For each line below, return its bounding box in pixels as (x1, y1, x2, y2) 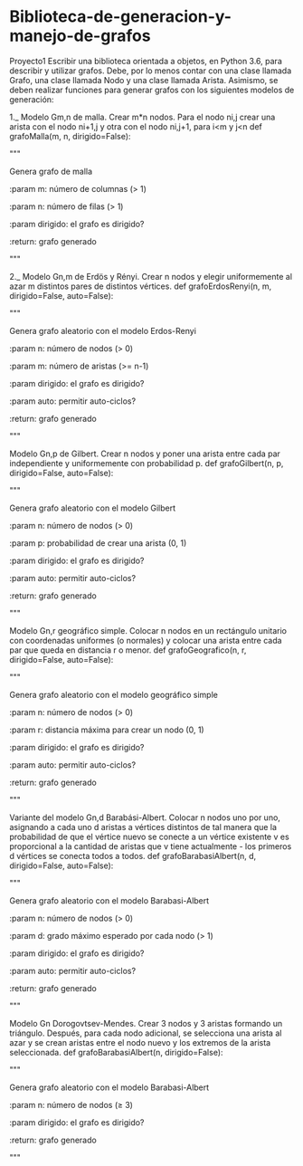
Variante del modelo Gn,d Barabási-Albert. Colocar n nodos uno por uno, (9, 812, 280, 823)
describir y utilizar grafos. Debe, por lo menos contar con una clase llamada (9, 65, 292, 76)
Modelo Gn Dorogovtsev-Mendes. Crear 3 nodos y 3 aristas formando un (9, 1018, 283, 1028)
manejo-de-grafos (9, 25, 151, 46)
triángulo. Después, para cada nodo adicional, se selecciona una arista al (9, 1027, 282, 1038)
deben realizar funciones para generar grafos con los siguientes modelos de (9, 84, 295, 95)
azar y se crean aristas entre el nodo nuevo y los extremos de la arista (9, 1037, 271, 1047)
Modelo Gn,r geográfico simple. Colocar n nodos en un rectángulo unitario (9, 625, 288, 636)
